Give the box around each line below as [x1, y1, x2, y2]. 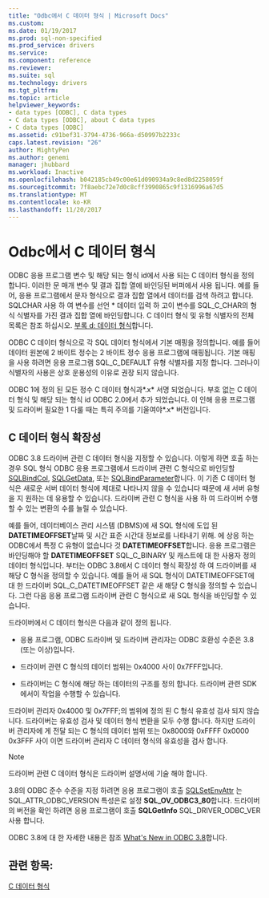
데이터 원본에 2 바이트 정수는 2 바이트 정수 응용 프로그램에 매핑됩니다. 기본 [8, 348, 241, 358]
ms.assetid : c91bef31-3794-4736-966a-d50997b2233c [8, 131, 181, 139]
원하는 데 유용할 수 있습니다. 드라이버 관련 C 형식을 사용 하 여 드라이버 [25, 494, 243, 504]
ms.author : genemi [8, 153, 70, 161]
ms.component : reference [8, 57, 91, 65]
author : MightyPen [8, 146, 70, 154]
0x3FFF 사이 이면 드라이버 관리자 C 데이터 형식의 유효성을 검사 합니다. [8, 736, 228, 746]
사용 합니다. [8, 815, 46, 826]
